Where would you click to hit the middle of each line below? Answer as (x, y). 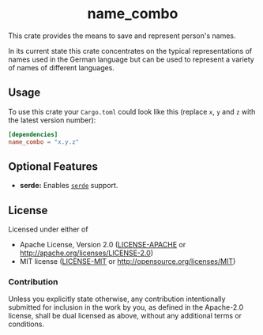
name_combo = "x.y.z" (44, 142)
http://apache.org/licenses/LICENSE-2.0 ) (86, 253)
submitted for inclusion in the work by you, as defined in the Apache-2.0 (126, 307)
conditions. (26, 324)
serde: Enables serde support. (69, 186)
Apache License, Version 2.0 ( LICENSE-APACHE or (103, 245)
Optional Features (53, 166)
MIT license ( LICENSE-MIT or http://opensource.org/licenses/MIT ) (128, 262)
